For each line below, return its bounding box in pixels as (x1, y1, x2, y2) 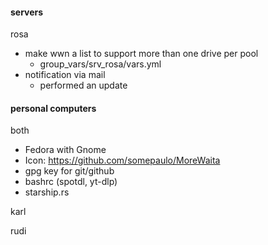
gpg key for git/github (24, 165, 115, 177)
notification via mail (24, 69, 106, 81)
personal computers (10, 102, 97, 114)
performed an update (39, 79, 128, 92)
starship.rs (24, 186, 70, 198)
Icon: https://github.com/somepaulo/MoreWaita (24, 154, 221, 167)
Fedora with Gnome (24, 144, 107, 156)
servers (10, 6, 44, 18)
